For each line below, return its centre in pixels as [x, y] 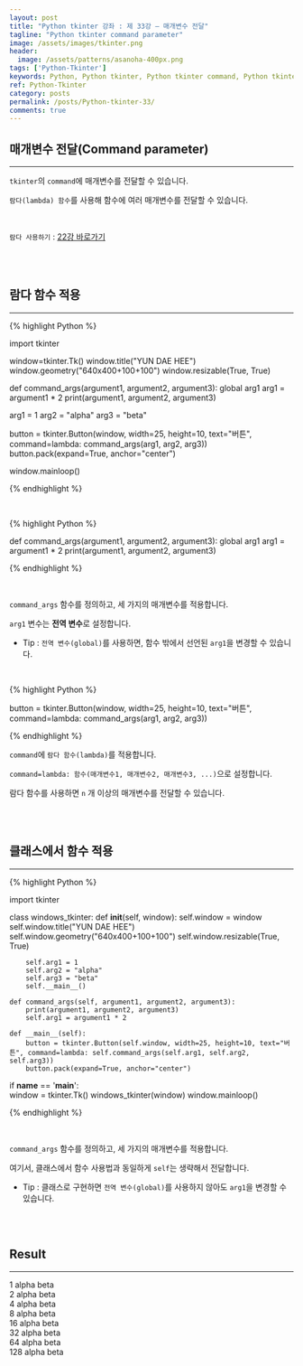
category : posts [40, 93]
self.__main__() [56, 986]
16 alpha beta [34, 1323]
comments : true [38, 110]
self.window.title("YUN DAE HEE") [72, 926]
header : [24, 51]
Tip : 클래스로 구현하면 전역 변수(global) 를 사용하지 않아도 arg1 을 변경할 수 [154, 1187]
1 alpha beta [32, 1285]
